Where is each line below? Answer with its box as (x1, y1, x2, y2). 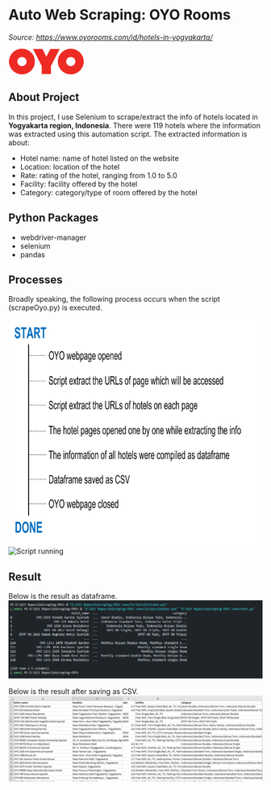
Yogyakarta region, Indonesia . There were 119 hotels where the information (8, 120, 261, 130)
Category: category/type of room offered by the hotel (19, 187, 198, 197)
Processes (8, 273, 63, 286)
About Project (8, 90, 80, 104)
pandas (19, 249, 46, 259)
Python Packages (8, 211, 99, 225)
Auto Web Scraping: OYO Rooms (8, 6, 231, 24)
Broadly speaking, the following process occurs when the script (8, 295, 220, 304)
